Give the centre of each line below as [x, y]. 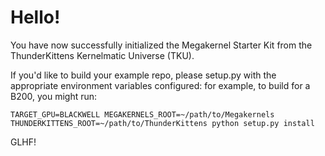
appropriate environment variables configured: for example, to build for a [160, 85]
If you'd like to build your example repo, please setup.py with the [143, 75]
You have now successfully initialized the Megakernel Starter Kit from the [161, 45]
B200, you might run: [54, 96]
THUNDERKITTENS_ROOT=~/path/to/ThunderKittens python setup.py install [162, 123]
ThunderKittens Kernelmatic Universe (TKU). [102, 55]
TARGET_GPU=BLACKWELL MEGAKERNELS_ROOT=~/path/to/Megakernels [142, 114]
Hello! [35, 17]
